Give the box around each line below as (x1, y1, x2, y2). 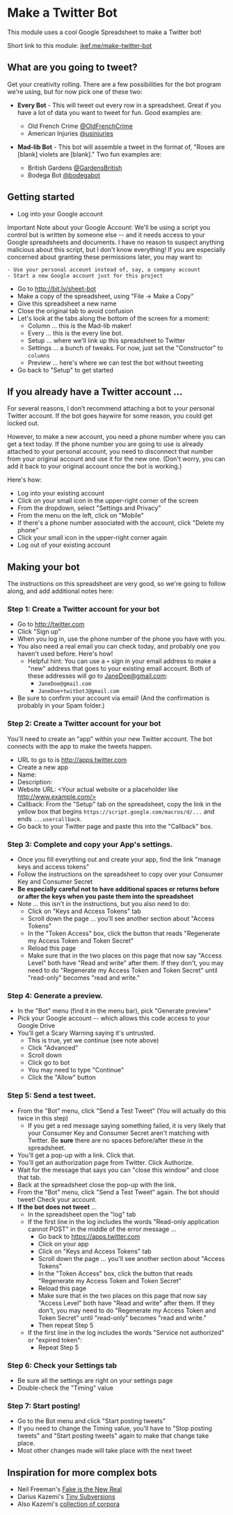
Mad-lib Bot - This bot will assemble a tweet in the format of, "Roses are (17, 143, 225, 151)
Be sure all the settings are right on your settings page (17, 1376, 173, 1384)
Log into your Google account (17, 209, 103, 218)
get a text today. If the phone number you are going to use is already (7, 440, 204, 448)
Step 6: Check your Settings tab (7, 1361, 117, 1370)
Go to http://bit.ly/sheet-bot (17, 284, 96, 293)
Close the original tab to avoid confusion (17, 306, 134, 315)
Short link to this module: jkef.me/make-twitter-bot (7, 41, 152, 49)
